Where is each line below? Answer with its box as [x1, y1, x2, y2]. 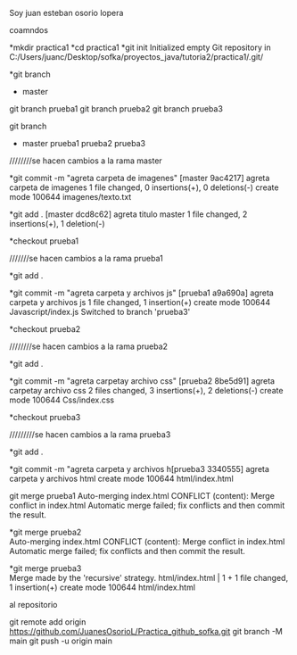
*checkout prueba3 [9, 412, 81, 422]
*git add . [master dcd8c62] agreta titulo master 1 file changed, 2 [9, 209, 248, 220]
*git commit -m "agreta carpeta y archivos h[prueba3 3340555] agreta [9, 464, 270, 474]
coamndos [9, 25, 49, 35]
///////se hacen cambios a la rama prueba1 [9, 253, 163, 263]
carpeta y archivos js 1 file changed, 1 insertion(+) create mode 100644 [9, 297, 271, 307]
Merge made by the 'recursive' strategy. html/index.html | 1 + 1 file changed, [9, 573, 288, 583]
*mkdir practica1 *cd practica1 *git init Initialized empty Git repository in [9, 42, 271, 53]
